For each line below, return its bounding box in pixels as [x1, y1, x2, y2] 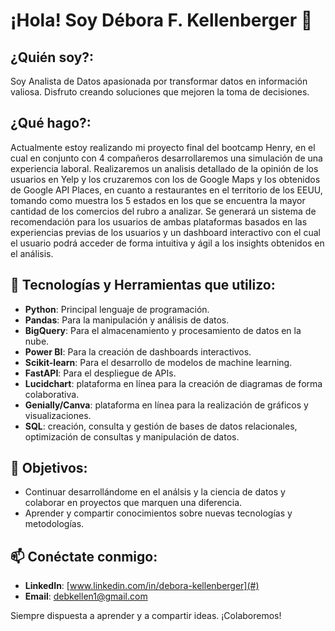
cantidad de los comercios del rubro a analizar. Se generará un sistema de [10, 205, 317, 217]
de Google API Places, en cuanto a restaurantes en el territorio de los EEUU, [10, 184, 323, 196]
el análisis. [10, 247, 54, 259]
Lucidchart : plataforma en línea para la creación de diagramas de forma [24, 377, 323, 389]
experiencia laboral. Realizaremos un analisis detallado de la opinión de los [10, 162, 319, 174]
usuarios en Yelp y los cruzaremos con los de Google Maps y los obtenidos [10, 173, 321, 185]
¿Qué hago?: [10, 115, 92, 132]
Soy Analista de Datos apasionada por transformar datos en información [10, 75, 308, 87]
